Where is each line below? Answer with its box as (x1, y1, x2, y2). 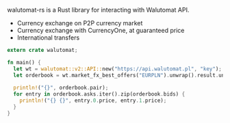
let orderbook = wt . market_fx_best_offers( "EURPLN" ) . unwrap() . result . (13, 72, 219, 79)
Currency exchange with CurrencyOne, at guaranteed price (16, 27, 185, 34)
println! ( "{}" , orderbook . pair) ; (13, 85, 109, 92)
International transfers (16, 33, 80, 42)
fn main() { (7, 59, 41, 66)
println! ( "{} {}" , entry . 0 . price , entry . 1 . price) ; (19, 97, 167, 105)
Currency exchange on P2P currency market (16, 19, 143, 27)
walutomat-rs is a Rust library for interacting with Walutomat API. (7, 6, 190, 14)
